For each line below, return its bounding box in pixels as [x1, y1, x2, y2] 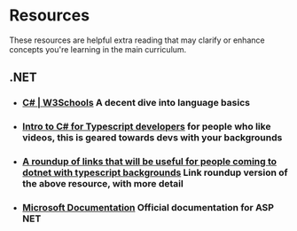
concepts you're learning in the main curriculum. [9, 44, 187, 54]
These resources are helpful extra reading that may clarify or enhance [9, 35, 265, 45]
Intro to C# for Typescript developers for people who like [21, 121, 271, 133]
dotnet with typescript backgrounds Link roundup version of [21, 166, 288, 179]
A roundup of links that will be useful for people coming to [21, 155, 277, 168]
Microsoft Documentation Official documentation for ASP [21, 202, 275, 214]
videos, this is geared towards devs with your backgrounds [21, 131, 283, 144]
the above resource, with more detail [21, 178, 184, 190]
